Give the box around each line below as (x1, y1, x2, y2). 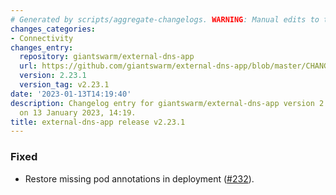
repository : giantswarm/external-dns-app (19, 52, 195, 62)
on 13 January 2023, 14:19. (19, 107, 137, 118)
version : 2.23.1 (19, 71, 87, 81)
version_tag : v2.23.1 (19, 80, 110, 90)
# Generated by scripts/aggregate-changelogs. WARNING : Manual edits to (10, 14, 320, 25)
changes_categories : (10, 24, 97, 34)
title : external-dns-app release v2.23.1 (10, 117, 186, 127)
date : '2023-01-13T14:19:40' (10, 89, 132, 99)
